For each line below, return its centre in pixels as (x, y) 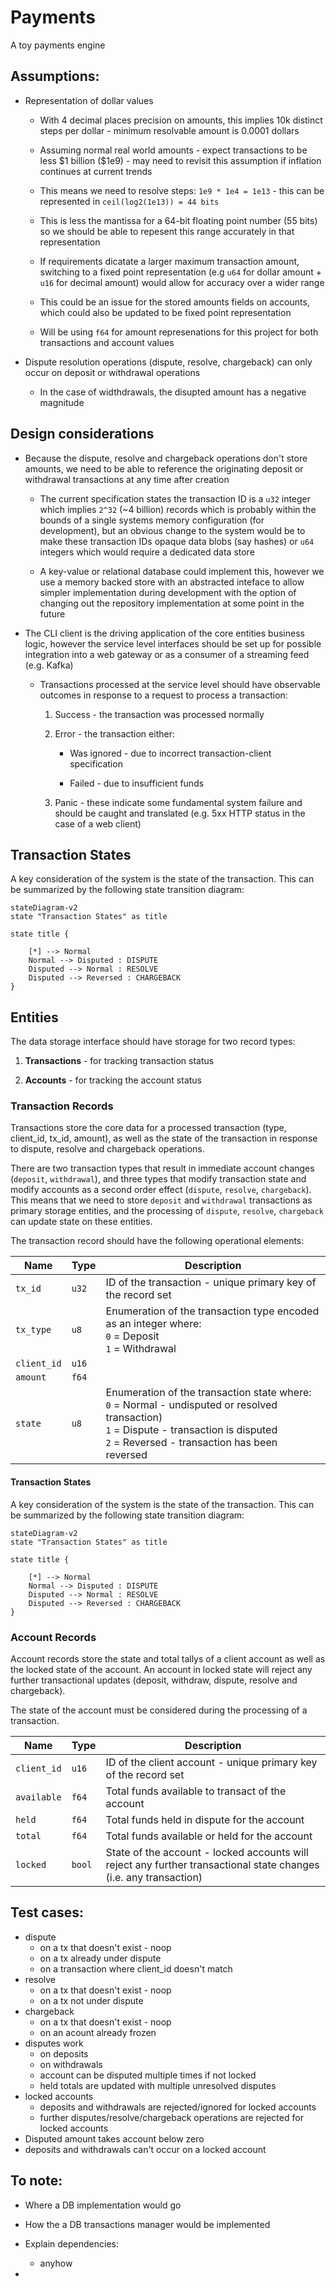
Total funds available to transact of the (196, 1791)
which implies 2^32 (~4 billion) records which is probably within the (178, 509)
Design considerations (82, 434)
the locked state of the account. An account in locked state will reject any (161, 1669)
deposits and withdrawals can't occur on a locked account (145, 2149)
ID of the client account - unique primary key (211, 1762)
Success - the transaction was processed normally (159, 714)
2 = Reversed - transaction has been (191, 1443)
